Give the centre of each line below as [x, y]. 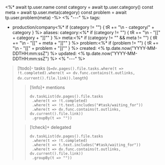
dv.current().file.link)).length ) [53, 78]
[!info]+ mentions [47, 87]
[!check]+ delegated [51, 127]
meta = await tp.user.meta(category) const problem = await [66, 12]
